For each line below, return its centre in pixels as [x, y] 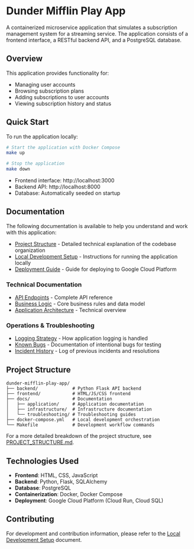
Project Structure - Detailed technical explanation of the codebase [95, 244]
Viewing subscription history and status [63, 103]
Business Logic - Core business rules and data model [80, 304]
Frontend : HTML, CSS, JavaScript [56, 475]
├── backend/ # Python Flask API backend [74, 389]
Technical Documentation [44, 285]
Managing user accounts [45, 84]
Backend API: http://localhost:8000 [57, 187]
